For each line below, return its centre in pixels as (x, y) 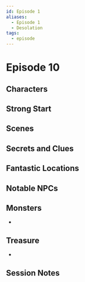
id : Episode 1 (23, 11)
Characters (27, 89)
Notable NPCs (32, 188)
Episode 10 (33, 67)
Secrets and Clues (40, 149)
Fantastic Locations (43, 168)
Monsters (24, 208)
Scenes (20, 129)
